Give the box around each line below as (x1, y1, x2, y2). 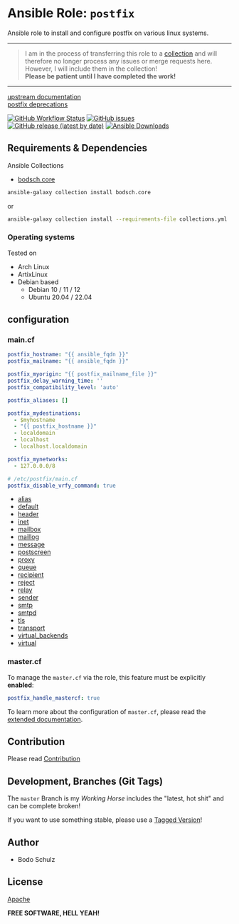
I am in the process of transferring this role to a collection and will (24, 49, 218, 58)
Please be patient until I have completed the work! (24, 71, 176, 80)
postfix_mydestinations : (7, 409, 81, 417)
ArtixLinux (17, 270, 48, 278)
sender (17, 593, 39, 602)
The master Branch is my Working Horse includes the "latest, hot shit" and (7, 794, 224, 803)
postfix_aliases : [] (7, 396, 69, 404)
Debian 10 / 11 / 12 (28, 285, 80, 293)
